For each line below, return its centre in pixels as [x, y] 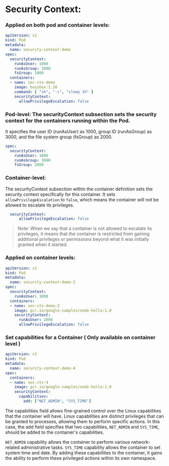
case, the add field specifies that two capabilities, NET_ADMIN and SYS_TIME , [82, 427]
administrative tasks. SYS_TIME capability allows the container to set [91, 447]
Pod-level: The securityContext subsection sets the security [81, 114]
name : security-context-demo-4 [43, 368]
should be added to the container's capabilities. [55, 432]
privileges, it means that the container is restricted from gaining [83, 234]
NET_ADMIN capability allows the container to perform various [68, 442]
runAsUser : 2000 [36, 320]
